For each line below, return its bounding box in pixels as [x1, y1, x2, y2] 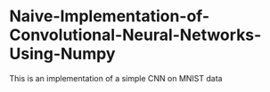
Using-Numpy [9, 44, 116, 64]
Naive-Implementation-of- [9, 6, 210, 27]
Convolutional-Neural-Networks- [9, 25, 262, 45]
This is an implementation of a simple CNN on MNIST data [9, 73, 223, 83]
